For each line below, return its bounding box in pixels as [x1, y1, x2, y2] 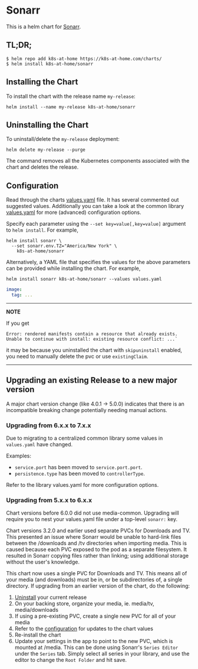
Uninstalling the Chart [6, 120, 89, 130]
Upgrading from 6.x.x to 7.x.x [6, 421, 91, 429]
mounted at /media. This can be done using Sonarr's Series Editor [14, 644, 179, 651]
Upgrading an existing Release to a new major [6, 375, 178, 385]
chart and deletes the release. [6, 163, 79, 171]
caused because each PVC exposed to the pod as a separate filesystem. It [6, 546, 187, 553]
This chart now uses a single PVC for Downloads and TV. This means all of [6, 570, 187, 577]
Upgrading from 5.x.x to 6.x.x [6, 496, 93, 504]
